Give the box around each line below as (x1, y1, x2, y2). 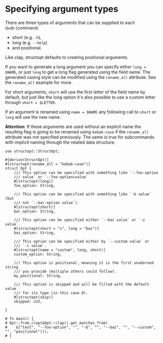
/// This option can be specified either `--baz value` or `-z (14, 217, 145, 222)
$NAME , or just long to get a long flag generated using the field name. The (5, 69, 150, 75)
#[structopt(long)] (14, 179, 54, 184)
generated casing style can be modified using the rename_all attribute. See (5, 74, 156, 80)
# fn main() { (5, 316, 34, 321)
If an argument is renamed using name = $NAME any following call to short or (5, 109, 156, 115)
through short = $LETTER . (5, 99, 56, 105)
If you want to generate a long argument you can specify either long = (5, 64, 146, 70)
